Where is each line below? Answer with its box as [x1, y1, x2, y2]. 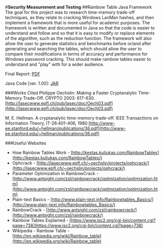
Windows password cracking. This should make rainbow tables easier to [5, 56, 151, 62]
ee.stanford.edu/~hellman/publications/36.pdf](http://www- [5, 125, 126, 131]
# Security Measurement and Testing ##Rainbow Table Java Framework [5, 4, 152, 10]
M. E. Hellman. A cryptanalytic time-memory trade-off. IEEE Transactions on [5, 115, 159, 121]
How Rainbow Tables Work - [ [12, 149, 72, 155]
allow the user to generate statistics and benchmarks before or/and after [5, 41, 152, 46]
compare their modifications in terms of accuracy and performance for [5, 51, 148, 57]
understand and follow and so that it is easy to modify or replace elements [5, 30, 155, 36]
